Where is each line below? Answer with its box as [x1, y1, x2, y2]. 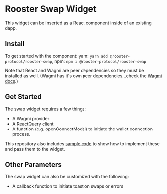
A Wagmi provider [12, 115, 50, 121]
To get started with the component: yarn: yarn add [5, 53, 108, 59]
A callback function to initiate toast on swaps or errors [12, 183, 124, 189]
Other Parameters [5, 160, 62, 169]
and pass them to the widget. [5, 146, 65, 152]
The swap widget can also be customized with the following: [5, 174, 129, 180]
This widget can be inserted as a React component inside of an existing [5, 20, 152, 26]
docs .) [5, 78, 18, 84]
